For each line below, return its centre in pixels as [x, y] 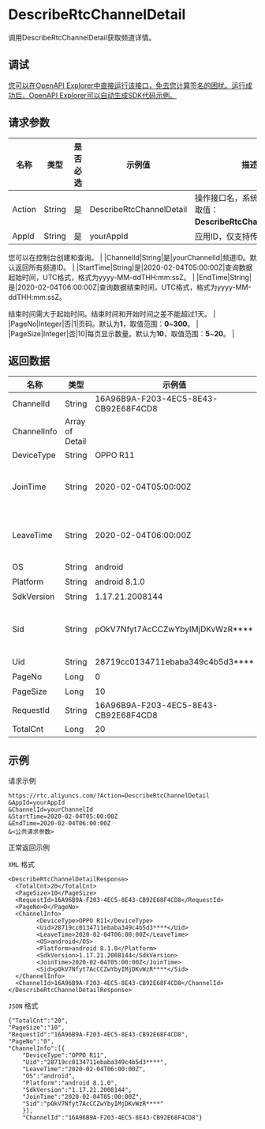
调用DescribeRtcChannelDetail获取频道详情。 [82, 37]
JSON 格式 [23, 1006]
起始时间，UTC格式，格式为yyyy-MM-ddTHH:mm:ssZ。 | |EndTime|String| [130, 277]
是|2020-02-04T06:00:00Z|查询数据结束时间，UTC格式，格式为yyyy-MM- [130, 287]
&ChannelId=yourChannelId [50, 810]
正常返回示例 [29, 847]
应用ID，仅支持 [222, 237]
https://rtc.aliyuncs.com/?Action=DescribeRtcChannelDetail [109, 796]
